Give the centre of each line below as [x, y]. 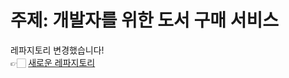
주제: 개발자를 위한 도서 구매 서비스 [144, 20]
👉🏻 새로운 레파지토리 [53, 62]
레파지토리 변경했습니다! [57, 50]
